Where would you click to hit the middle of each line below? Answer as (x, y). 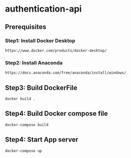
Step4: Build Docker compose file (57, 114)
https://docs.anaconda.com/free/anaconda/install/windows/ (66, 73)
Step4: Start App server (42, 140)
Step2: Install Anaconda (34, 63)
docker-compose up (23, 151)
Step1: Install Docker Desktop (40, 41)
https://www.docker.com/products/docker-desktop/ (56, 50)
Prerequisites (26, 27)
